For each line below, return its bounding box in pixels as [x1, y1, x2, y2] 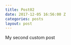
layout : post [5, 21, 32, 26]
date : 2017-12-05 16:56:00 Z [5, 12, 66, 17]
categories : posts [5, 16, 43, 21]
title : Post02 [5, 7, 35, 12]
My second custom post [5, 35, 55, 41]
